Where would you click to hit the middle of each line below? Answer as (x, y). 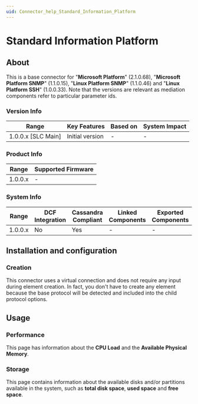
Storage (18, 369)
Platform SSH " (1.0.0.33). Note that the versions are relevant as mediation (96, 89)
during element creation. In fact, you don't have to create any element (91, 287)
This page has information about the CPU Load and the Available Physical (97, 347)
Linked (127, 212)
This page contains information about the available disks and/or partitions (95, 382)
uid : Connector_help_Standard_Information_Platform (71, 12)
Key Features (86, 126)
